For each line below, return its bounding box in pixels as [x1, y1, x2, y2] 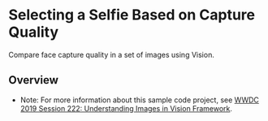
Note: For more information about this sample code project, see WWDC [19, 95, 260, 105]
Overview [8, 73, 59, 87]
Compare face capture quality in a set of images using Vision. [8, 50, 215, 59]
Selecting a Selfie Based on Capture [8, 6, 256, 24]
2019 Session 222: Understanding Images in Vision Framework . [19, 103, 233, 113]
